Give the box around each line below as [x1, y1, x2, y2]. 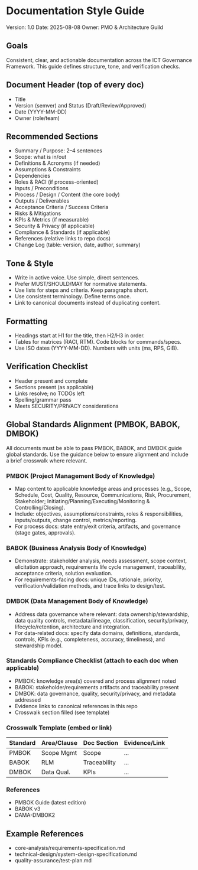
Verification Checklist [6, 361, 89, 372]
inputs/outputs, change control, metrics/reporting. [14, 516, 137, 523]
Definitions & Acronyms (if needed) [14, 159, 100, 167]
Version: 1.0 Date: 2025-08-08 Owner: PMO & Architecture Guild [6, 24, 164, 31]
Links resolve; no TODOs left [14, 390, 85, 397]
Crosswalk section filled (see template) [14, 709, 110, 716]
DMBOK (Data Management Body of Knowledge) [6, 597, 148, 605]
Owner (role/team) [14, 114, 60, 122]
